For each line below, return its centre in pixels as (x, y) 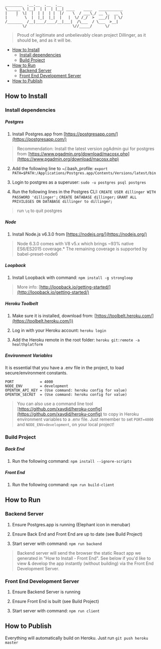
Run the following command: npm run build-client (63, 485)
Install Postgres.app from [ (39, 134)
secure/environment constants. (36, 373)
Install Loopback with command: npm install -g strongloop (72, 278)
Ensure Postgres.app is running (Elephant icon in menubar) (71, 524)
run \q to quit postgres (39, 211)
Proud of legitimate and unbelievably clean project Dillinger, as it (81, 35)
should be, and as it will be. (44, 40)
